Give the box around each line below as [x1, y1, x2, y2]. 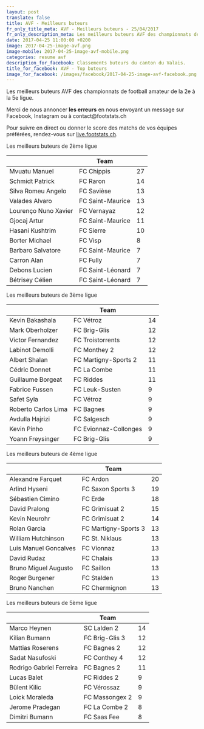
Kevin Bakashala [9, 316, 56, 325]
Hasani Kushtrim [9, 226, 56, 235]
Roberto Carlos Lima [9, 405, 68, 413]
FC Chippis [78, 167, 110, 176]
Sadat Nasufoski [9, 654, 56, 662]
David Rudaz [9, 554, 46, 562]
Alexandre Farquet [9, 475, 62, 483]
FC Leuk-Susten [73, 385, 121, 394]
